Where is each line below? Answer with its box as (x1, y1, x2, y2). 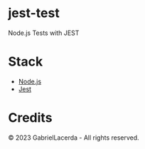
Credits (8, 110, 53, 126)
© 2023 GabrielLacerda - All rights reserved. (8, 133, 139, 142)
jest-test (8, 5, 60, 21)
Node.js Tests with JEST (8, 29, 80, 37)
